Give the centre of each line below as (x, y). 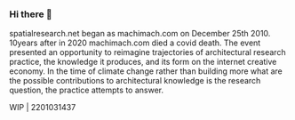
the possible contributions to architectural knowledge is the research (135, 81)
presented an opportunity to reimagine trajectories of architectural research (147, 52)
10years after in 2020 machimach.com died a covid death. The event (135, 43)
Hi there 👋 (31, 14)
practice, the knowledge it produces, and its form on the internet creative (143, 62)
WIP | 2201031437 (43, 108)
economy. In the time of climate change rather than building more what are (146, 71)
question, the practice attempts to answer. (87, 90)
